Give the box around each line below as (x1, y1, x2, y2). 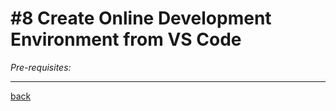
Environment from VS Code (10, 28, 242, 51)
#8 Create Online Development (10, 7, 272, 30)
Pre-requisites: (10, 61, 72, 73)
